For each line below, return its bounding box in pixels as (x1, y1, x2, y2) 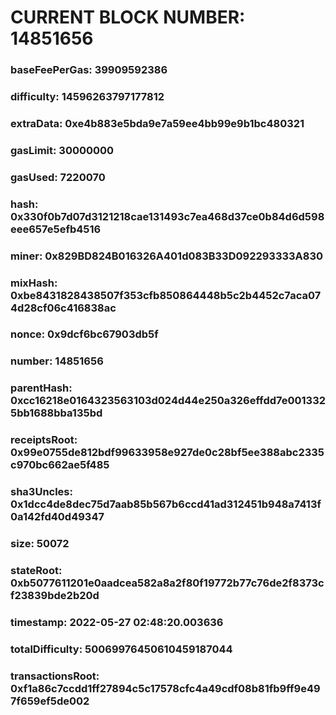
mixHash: (10, 276, 58, 290)
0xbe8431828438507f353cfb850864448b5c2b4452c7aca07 (10, 288, 322, 302)
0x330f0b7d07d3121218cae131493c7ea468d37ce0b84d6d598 (10, 209, 325, 223)
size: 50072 (10, 537, 70, 551)
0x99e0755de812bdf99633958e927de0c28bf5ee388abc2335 (10, 446, 325, 460)
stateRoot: (10, 564, 63, 578)
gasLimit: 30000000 (10, 143, 115, 157)
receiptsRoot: (10, 433, 78, 447)
